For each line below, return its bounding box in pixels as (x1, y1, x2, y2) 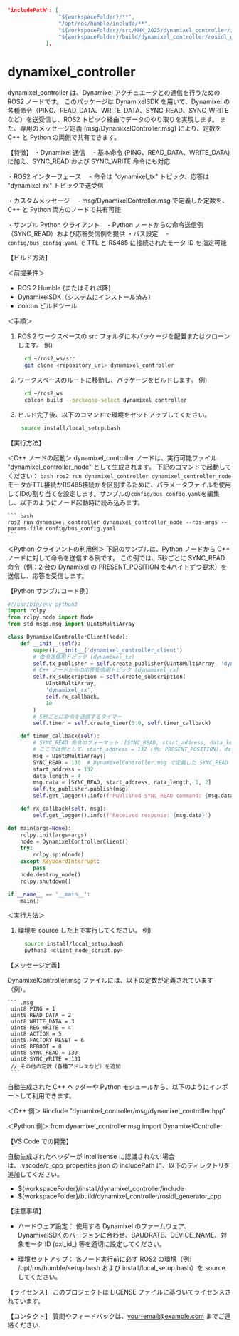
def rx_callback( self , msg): (20, 805, 107, 813)
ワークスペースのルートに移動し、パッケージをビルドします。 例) (17, 375, 208, 384)
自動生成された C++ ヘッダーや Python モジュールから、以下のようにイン (7, 1083, 223, 1091)
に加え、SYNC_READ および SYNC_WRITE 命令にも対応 (7, 157, 171, 166)
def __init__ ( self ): (20, 639, 81, 647)
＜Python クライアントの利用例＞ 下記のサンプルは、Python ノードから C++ (7, 545, 230, 553)
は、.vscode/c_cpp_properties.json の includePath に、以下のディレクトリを (7, 1161, 231, 1170)
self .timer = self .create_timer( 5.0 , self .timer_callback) (33, 719, 212, 727)
